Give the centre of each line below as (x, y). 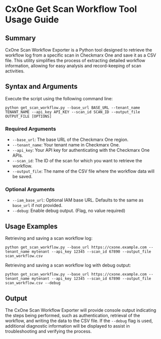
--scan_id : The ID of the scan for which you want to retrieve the (77, 161)
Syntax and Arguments (41, 87)
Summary (20, 38)
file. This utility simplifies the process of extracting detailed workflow (75, 60)
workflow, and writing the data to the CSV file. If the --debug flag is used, (79, 321)
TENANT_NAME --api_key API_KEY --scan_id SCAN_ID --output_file (73, 112)
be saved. (22, 177)
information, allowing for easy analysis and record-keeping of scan (73, 66)
